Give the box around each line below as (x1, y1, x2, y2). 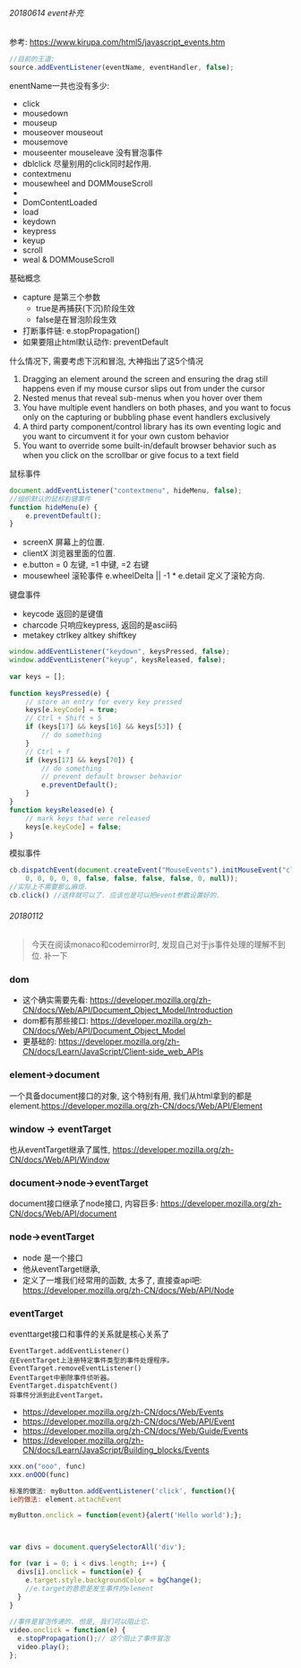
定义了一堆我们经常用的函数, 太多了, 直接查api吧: (21, 1274, 202, 1285)
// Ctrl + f (25, 747, 70, 756)
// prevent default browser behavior (41, 772, 182, 781)
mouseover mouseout (21, 126, 104, 137)
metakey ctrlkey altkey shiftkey (21, 630, 137, 640)
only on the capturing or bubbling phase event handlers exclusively (21, 412, 271, 422)
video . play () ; (17, 1642, 70, 1651)
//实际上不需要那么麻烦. (9, 882, 89, 891)
